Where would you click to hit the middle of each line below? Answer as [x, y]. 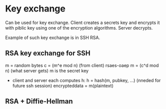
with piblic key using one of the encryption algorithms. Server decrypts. [79, 27]
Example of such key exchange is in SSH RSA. [53, 37]
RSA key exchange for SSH [48, 53]
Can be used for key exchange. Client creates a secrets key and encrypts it [82, 22]
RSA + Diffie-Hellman [39, 101]
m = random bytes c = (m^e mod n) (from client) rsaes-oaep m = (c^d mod [82, 65]
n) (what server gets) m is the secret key [47, 70]
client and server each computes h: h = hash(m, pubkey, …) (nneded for [86, 80]
